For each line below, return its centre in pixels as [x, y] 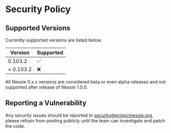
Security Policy [38, 9]
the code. [15, 126]
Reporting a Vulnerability [46, 103]
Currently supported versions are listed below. [54, 40]
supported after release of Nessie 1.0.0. [47, 87]
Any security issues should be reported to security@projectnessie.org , [79, 115]
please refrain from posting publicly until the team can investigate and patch [85, 120]
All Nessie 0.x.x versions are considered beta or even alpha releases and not [85, 82]
